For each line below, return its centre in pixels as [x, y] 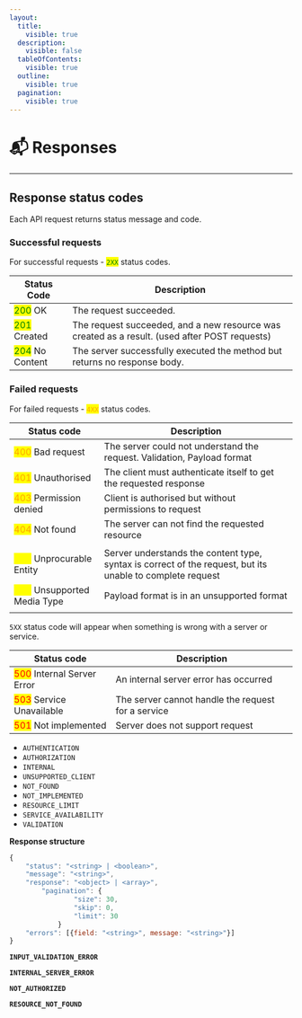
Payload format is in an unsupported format [195, 596]
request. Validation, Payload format [178, 457]
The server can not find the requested [184, 524]
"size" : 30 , [96, 899]
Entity [26, 570]
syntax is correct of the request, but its [186, 564]
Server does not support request [184, 725]
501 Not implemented [60, 725]
